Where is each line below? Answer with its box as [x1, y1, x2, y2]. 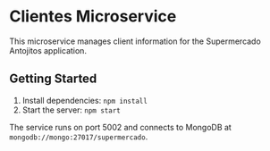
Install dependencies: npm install [21, 95, 148, 105]
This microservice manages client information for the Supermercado [9, 36, 261, 46]
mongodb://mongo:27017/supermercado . [9, 131, 148, 142]
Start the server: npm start [21, 105, 121, 115]
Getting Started [9, 71, 97, 87]
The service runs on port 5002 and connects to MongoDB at [9, 122, 232, 132]
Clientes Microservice [9, 6, 177, 27]
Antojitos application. [9, 45, 88, 55]
